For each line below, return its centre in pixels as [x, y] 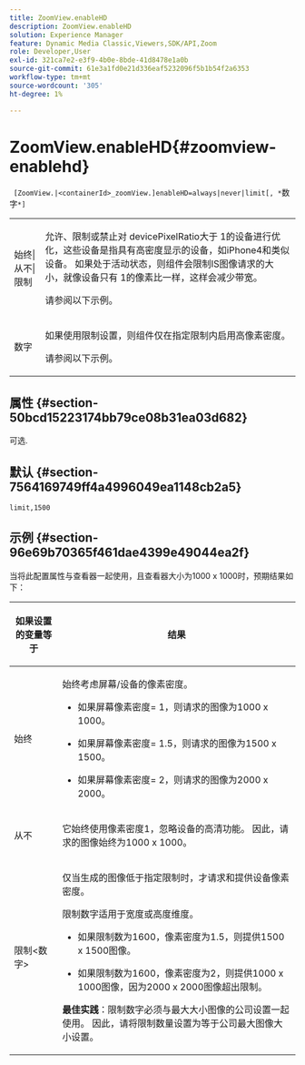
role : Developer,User [50, 52]
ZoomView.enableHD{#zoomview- [143, 147]
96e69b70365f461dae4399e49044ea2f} [129, 553]
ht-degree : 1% [36, 94]
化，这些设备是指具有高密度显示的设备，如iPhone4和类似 [167, 250]
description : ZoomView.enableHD [70, 26]
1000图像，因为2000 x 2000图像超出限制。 [172, 987]
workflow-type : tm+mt [50, 77]
